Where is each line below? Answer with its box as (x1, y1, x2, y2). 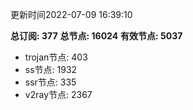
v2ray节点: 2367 (24, 89, 93, 100)
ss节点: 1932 (24, 64, 78, 75)
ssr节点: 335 (24, 76, 77, 88)
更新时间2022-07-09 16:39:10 (10, 9, 133, 20)
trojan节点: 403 (24, 51, 88, 63)
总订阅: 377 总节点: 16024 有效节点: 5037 (10, 30, 183, 42)
